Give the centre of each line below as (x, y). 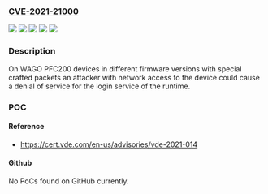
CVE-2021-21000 (43, 11)
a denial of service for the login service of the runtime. (99, 86)
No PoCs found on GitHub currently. (69, 181)
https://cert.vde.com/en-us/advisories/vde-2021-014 (109, 144)
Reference (26, 127)
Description (32, 51)
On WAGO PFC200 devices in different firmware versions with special (125, 69)
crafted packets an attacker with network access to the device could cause (134, 77)
